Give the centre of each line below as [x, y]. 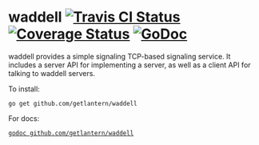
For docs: [24, 118]
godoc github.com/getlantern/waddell [71, 133]
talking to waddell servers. [52, 73]
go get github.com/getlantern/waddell [73, 103]
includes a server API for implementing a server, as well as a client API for [129, 65]
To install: [24, 89]
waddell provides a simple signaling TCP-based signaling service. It [120, 56]
